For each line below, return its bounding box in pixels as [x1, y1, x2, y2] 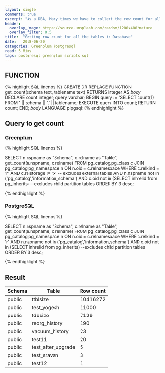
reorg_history [31, 320, 63, 327]
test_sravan [31, 352, 59, 359]
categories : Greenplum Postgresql [5, 44, 76, 49]
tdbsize [31, 312, 49, 318]
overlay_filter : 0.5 [9, 30, 52, 35]
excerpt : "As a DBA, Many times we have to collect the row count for [5, 16, 153, 21]
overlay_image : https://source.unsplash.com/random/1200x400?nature [9, 26, 153, 30]
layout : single [5, 7, 36, 12]
